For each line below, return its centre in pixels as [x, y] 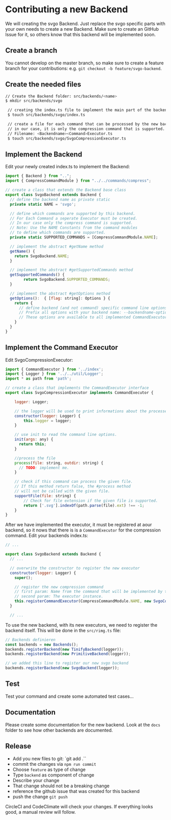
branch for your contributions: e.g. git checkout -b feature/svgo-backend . [83, 68]
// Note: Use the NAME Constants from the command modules [74, 228]
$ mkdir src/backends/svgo [34, 101]
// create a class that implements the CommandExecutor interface [77, 388]
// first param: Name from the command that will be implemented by [89, 592]
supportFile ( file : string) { [45, 496]
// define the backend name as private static [60, 200]
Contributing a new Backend [67, 9]
